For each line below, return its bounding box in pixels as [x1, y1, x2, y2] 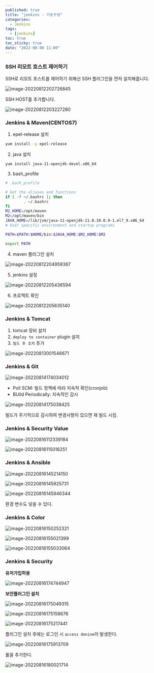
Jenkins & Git [5, 363, 39, 370]
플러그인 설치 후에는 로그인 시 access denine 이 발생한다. [5, 631, 118, 637]
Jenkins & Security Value [5, 425, 69, 432]
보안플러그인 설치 [5, 591, 40, 597]
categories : [5, 17, 30, 22]
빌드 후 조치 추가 [12, 340, 45, 346]
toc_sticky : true [5, 41, 42, 46]
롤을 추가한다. [5, 652, 33, 658]
